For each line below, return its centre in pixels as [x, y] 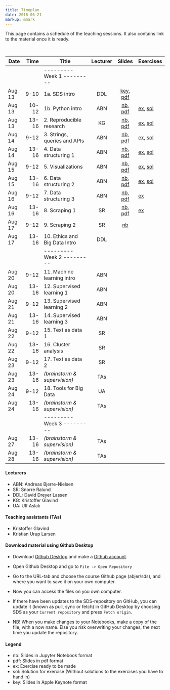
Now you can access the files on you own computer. [67, 591]
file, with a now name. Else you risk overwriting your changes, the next [86, 627]
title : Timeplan [22, 10]
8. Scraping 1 [60, 211]
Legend [13, 644]
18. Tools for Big [63, 388]
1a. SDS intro [59, 94]
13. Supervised [62, 301]
